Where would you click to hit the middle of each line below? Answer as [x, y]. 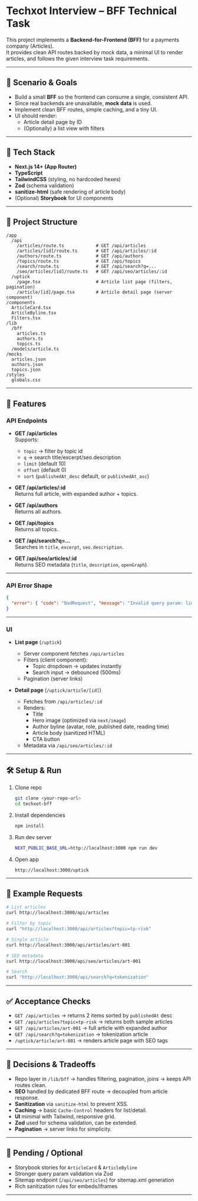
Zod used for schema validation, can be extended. [76, 1123]
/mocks [14, 354]
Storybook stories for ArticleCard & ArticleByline [76, 1167]
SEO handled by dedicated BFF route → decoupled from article [91, 1091]
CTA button [46, 739]
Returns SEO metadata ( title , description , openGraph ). [81, 565]
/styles [16, 375]
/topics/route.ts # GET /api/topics [79, 261]
